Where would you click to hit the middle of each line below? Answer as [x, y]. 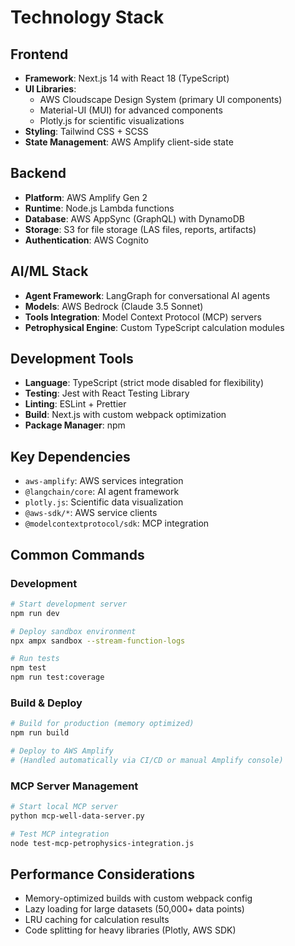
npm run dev [35, 613]
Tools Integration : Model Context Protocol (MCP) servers [143, 317]
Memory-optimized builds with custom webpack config [138, 898]
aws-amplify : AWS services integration [104, 481]
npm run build [40, 733]
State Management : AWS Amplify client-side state [129, 142]
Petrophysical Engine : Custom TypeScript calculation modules [154, 327]
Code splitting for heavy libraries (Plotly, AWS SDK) [130, 930]
